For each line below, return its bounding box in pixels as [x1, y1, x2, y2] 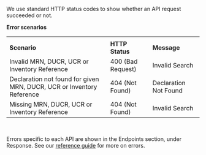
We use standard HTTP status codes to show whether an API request [6, 6, 181, 12]
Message [152, 43, 180, 51]
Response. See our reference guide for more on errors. [6, 142, 145, 149]
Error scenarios [6, 24, 47, 31]
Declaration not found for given [9, 75, 99, 83]
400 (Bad [110, 58, 138, 66]
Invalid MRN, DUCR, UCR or [9, 58, 89, 66]
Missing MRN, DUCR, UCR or [9, 100, 93, 108]
